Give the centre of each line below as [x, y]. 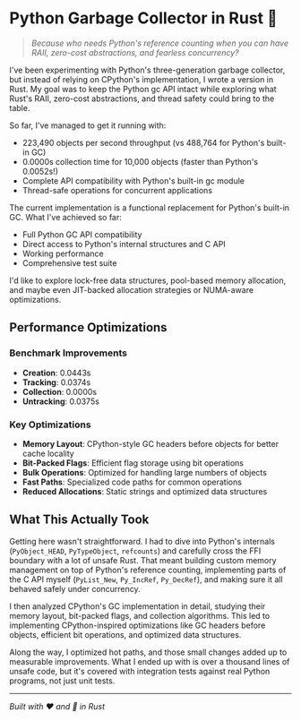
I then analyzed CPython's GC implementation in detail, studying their [138, 606]
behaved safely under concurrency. [75, 588]
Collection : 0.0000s [59, 391]
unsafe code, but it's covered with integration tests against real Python [140, 671]
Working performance [63, 253]
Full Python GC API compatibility [82, 234]
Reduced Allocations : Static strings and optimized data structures [145, 491]
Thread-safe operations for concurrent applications [117, 190]
